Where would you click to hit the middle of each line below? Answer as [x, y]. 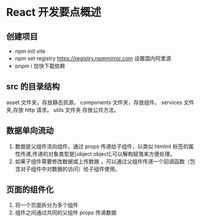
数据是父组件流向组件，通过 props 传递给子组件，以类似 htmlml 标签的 [102, 146]
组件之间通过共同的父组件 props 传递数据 [66, 213]
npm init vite [30, 51]
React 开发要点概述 [54, 12]
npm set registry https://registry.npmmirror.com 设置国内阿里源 [93, 58]
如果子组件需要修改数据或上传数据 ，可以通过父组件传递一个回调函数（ [102, 161]
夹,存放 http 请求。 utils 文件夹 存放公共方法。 [63, 109]
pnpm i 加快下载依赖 [40, 66]
